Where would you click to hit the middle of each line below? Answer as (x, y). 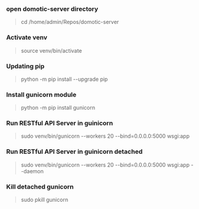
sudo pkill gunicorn (45, 200)
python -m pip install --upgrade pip (64, 79)
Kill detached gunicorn (40, 186)
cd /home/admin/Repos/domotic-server (70, 22)
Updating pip (25, 66)
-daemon (32, 171)
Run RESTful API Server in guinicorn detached (74, 152)
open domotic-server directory (52, 9)
